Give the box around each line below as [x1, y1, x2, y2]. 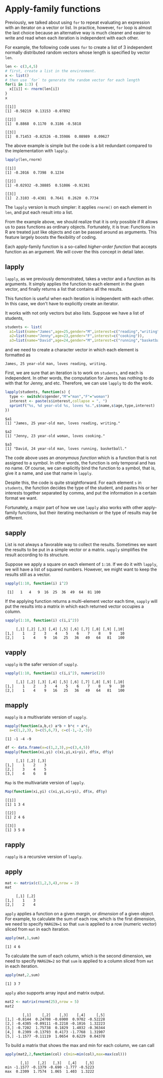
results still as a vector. [5, 572, 51, 578]
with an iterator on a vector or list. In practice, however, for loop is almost [5, 24, 152, 30]
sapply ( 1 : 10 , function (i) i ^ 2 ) [5, 581, 68, 586]
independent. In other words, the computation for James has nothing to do [5, 375, 154, 381]
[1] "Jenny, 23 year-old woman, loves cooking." [5, 433, 105, 438]
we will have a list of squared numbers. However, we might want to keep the [5, 566, 157, 572]
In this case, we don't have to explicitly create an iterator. [5, 300, 119, 306]
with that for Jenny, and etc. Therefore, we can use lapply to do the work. [5, 380, 153, 386]
